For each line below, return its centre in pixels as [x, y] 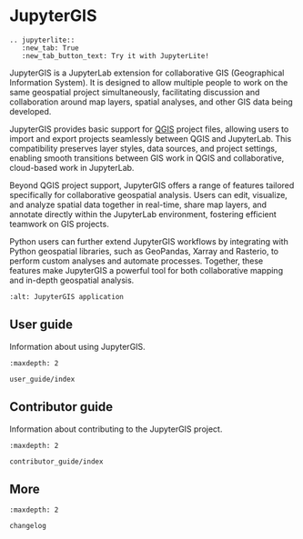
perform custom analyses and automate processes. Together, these [136, 261]
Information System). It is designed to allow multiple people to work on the [149, 82]
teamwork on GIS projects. [59, 224]
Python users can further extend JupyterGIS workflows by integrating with [149, 241]
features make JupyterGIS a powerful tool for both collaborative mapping [146, 270]
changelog [28, 526]
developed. [30, 111]
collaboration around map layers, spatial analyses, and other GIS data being [151, 102]
